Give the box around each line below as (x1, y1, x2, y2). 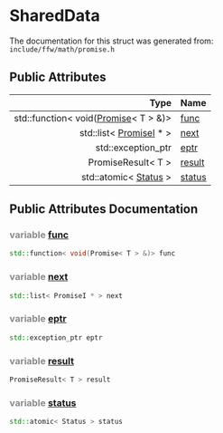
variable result (9, 354, 75, 367)
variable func (9, 228, 70, 241)
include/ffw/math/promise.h (9, 44, 116, 54)
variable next (9, 271, 69, 284)
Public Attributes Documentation (9, 201, 199, 217)
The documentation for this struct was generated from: (9, 35, 214, 46)
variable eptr (9, 313, 67, 325)
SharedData (9, 5, 101, 26)
